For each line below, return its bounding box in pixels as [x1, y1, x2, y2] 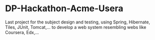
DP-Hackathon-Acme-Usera [5, 3, 124, 14]
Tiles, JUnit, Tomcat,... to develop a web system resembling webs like [5, 24, 147, 30]
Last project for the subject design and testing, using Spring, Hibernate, [5, 19, 150, 25]
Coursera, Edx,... [5, 29, 39, 35]
